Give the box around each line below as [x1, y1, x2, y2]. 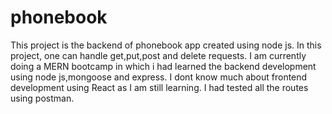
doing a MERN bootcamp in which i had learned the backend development [10, 60, 317, 72]
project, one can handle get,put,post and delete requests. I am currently [10, 49, 307, 61]
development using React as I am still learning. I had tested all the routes [10, 81, 309, 93]
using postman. [10, 92, 75, 104]
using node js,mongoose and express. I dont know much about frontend [10, 71, 308, 83]
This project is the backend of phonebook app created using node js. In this [10, 39, 322, 51]
